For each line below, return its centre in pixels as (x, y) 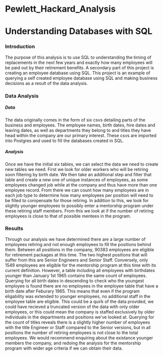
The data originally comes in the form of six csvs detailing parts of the (75, 120)
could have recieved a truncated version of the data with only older (72, 307)
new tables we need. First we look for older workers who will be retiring (77, 169)
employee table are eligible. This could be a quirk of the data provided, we (80, 301)
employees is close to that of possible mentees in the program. (68, 216)
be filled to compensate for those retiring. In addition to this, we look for (77, 200)
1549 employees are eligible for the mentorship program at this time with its (81, 265)
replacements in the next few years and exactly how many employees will (79, 63)
